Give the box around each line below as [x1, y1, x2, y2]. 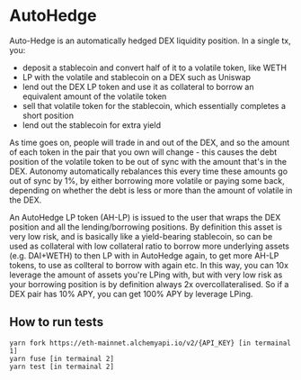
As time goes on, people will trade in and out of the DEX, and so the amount [9, 137, 290, 148]
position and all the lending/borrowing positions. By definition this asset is [9, 222, 283, 232]
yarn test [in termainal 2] [9, 362, 115, 371]
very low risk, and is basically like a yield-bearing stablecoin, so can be [9, 231, 273, 241]
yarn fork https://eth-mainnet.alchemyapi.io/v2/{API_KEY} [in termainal [9, 339, 292, 348]
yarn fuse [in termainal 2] [9, 354, 115, 363]
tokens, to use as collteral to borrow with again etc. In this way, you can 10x [9, 259, 289, 270]
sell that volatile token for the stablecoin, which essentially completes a [22, 100, 286, 111]
